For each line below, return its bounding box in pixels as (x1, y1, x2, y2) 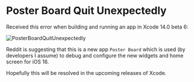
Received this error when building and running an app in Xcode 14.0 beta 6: (6, 23, 189, 30)
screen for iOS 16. (6, 58, 49, 65)
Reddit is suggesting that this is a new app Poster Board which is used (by (6, 45, 186, 53)
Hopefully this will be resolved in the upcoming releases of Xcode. (6, 69, 166, 76)
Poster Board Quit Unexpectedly (6, 4, 167, 17)
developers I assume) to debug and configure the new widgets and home (6, 52, 184, 59)
